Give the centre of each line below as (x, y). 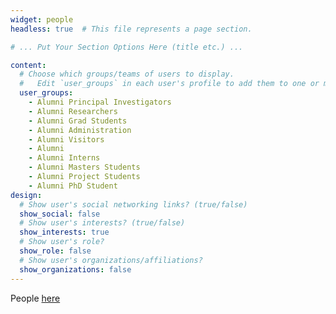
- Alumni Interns (64, 158)
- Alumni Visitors (66, 139)
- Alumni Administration (80, 130)
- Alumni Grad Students (78, 121)
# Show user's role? (62, 242)
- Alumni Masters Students (84, 167)
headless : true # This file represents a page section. (131, 29)
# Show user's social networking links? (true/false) (133, 204)
